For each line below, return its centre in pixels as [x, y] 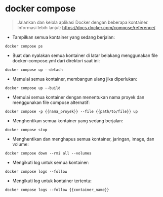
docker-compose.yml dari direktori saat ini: [56, 60]
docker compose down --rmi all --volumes [48, 153]
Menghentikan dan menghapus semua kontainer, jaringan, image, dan [83, 139]
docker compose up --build [33, 88]
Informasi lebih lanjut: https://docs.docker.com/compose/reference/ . [87, 27]
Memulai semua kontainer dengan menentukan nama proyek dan [78, 97]
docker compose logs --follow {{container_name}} [57, 190]
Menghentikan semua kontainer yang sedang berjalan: [68, 121]
